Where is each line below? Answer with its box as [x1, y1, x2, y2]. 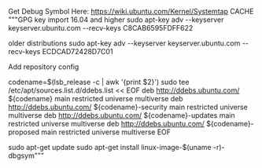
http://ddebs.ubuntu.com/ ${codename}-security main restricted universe [8, 102, 248, 111]
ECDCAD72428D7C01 [42, 47, 113, 56]
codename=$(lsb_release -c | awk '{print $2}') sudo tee [8, 78, 190, 86]
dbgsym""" [8, 151, 45, 160]
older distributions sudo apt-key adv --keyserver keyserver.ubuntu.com [8, 38, 241, 48]
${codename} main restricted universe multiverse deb [8, 94, 183, 103]
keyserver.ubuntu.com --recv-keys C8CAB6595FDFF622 [8, 24, 194, 32]
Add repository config [8, 62, 79, 71]
